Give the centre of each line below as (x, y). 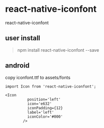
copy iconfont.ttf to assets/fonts (38, 77)
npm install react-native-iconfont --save (58, 50)
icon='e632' (39, 104)
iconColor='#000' (45, 117)
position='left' (44, 99)
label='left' (41, 112)
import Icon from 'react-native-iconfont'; (51, 86)
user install (23, 38)
